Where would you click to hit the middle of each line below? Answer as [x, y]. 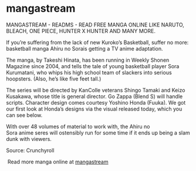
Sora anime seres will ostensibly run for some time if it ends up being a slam [98, 133]
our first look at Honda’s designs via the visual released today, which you [94, 109]
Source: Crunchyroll [30, 150]
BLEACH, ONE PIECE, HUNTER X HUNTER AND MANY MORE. [81, 31]
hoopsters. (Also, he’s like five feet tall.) [54, 79]
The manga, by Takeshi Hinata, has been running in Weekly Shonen [88, 60]
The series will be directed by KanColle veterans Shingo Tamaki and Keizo [96, 90]
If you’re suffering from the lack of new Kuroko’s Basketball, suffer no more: [97, 42]
